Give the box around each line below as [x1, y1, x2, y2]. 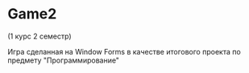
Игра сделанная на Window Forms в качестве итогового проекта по [7, 47, 241, 56]
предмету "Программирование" [7, 55, 120, 65]
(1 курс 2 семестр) [7, 31, 72, 41]
